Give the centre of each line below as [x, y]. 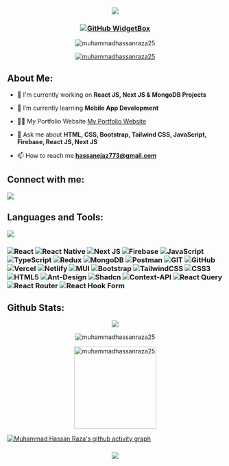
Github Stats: [36, 308]
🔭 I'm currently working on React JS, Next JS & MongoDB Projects [112, 95]
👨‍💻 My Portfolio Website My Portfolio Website [82, 121]
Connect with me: [46, 179]
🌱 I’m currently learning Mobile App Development [88, 108]
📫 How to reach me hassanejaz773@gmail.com [87, 156]
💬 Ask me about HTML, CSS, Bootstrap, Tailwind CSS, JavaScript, [112, 135]
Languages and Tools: [56, 217]
